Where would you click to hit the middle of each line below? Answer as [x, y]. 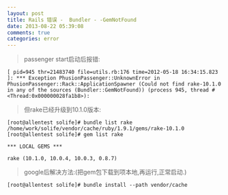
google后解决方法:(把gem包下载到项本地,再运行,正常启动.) [105, 172]
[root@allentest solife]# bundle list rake [70, 123]
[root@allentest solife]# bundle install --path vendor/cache [97, 185]
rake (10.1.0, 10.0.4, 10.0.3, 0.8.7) [62, 159]
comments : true [29, 32]
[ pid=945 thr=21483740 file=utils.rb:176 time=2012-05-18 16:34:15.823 [113, 73]
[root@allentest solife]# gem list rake [66, 135]
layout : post [26, 13]
